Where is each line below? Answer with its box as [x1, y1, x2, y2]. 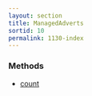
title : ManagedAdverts [8, 19, 84, 27]
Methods [8, 61, 44, 72]
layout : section [8, 11, 62, 20]
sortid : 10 [8, 26, 45, 34]
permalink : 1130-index [8, 34, 84, 42]
